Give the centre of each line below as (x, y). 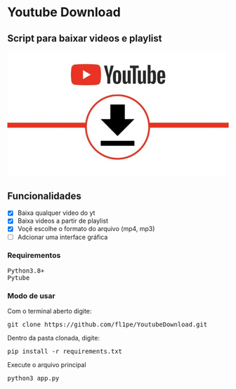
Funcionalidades (45, 196)
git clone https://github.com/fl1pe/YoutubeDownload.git (107, 325)
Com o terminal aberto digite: (50, 311)
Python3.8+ (26, 271)
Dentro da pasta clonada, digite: (54, 338)
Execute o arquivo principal (47, 365)
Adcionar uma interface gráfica (63, 237)
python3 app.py (33, 378)
